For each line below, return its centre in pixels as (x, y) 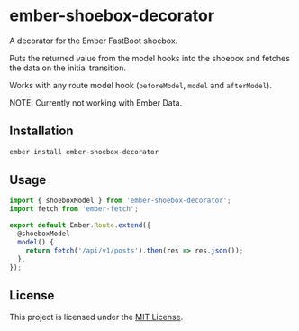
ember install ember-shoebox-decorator (84, 152)
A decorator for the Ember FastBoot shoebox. (94, 41)
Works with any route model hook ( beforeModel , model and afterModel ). (140, 85)
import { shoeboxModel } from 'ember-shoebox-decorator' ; (120, 201)
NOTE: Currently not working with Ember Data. (96, 102)
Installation (41, 131)
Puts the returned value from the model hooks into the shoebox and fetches (150, 58)
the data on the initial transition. (68, 68)
